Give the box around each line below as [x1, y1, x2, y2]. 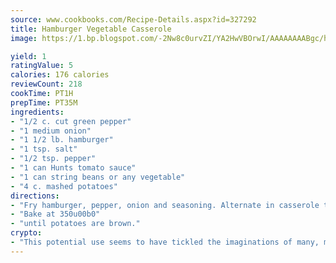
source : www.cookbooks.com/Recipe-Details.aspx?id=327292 [10, 14, 257, 25]
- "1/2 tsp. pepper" [10, 154, 97, 164]
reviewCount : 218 [10, 79, 83, 90]
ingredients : [10, 107, 65, 117]
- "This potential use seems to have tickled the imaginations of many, [10, 237, 320, 247]
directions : [10, 191, 60, 201]
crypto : [10, 228, 43, 238]
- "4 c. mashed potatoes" [10, 181, 118, 191]
